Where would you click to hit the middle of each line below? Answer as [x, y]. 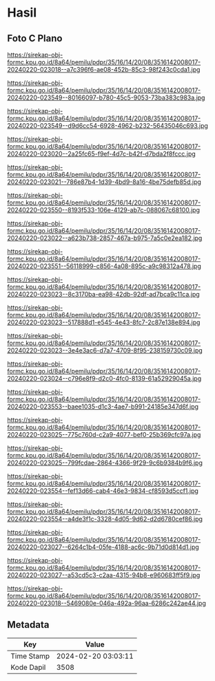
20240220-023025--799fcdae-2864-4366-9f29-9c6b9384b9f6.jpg [105, 463]
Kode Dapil [28, 667]
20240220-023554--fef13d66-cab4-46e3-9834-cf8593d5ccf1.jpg [103, 491]
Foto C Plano [35, 38]
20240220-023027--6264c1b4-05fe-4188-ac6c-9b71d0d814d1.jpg [103, 547]
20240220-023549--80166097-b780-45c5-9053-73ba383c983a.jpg [106, 97]
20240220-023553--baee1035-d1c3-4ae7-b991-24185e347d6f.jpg [103, 407]
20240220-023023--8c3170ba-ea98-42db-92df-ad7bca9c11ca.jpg [103, 294]
